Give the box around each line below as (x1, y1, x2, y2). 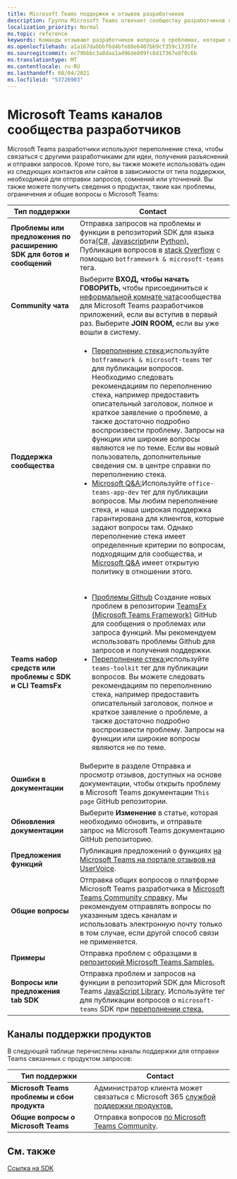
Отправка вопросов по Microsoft (94, 1113, 206, 1122)
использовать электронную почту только (80, 920, 223, 929)
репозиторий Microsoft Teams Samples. (80, 957, 214, 967)
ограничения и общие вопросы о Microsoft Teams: (7, 190, 159, 199)
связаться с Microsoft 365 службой (94, 1092, 217, 1102)
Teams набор (11, 655, 58, 664)
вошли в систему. (80, 327, 141, 337)
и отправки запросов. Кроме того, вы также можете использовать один (7, 160, 226, 168)
